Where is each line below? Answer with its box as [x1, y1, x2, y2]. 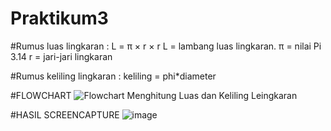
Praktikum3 [10, 7, 109, 30]
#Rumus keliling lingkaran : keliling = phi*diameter [10, 70, 217, 82]
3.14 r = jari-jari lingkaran [10, 50, 113, 62]
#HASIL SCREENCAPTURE [10, 108, 120, 121]
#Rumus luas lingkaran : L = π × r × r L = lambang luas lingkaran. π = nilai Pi [10, 40, 322, 52]
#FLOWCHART [10, 89, 72, 101]
